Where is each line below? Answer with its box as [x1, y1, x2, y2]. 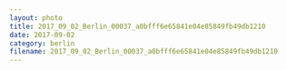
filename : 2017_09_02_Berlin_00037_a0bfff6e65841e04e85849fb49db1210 [9, 47, 279, 56]
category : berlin [9, 38, 75, 48]
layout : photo [9, 13, 64, 23]
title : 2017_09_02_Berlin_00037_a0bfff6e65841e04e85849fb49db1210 [9, 22, 266, 31]
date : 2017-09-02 [9, 30, 75, 39]
